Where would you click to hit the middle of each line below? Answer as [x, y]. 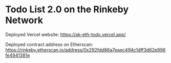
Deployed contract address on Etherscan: [49, 44]
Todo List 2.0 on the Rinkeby [67, 9]
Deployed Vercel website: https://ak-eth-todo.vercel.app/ [66, 34]
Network [24, 20]
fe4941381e [18, 55]
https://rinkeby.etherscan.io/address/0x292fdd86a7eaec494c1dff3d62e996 [85, 50]
